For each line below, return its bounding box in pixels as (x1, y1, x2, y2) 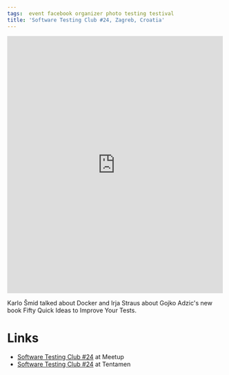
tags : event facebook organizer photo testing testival (7, 10, 175, 17)
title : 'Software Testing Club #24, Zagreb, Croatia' (7, 17, 166, 23)
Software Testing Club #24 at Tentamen (17, 360, 131, 369)
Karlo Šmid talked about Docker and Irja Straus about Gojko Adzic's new (7, 298, 212, 307)
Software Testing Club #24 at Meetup (17, 353, 124, 361)
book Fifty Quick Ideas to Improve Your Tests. (7, 306, 137, 314)
